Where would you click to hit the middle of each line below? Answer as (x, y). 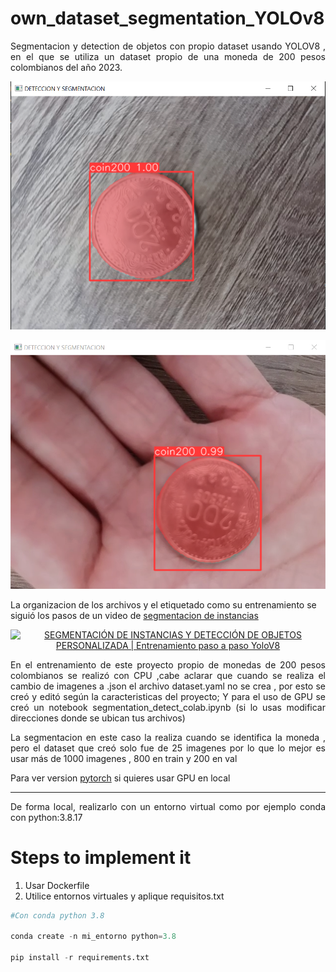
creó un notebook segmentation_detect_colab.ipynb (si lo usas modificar (168, 707)
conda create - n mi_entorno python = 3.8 (93, 937)
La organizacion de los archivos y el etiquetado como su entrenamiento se (163, 604)
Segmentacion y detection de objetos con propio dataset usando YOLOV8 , (168, 46)
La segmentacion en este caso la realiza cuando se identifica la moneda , (168, 737)
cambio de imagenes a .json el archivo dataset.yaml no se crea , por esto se (168, 686)
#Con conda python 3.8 (57, 915)
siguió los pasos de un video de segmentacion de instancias (134, 615)
